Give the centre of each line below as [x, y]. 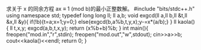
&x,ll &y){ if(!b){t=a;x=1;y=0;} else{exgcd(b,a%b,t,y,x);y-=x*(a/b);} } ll [91, 22]
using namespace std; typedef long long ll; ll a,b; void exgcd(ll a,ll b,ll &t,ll [97, 15]
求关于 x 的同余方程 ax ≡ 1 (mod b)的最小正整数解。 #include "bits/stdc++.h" [100, 9]
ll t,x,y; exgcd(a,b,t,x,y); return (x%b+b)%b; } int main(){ [79, 28]
